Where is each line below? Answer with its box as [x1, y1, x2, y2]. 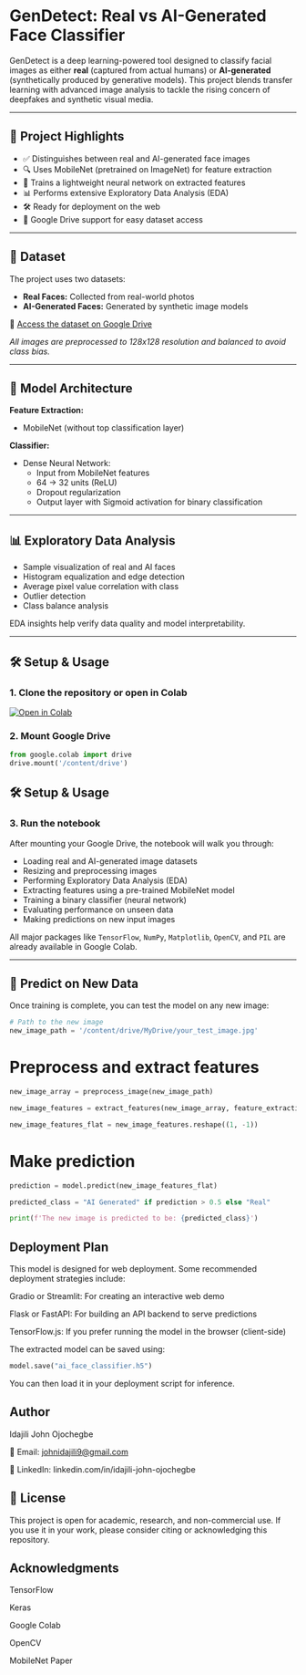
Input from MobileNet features [36, 467, 150, 479]
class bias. [9, 346, 50, 357]
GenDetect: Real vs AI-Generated [9, 5, 267, 26]
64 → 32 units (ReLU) [36, 477, 117, 488]
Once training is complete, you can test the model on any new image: [9, 1000, 270, 1011]
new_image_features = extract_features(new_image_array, [9, 1103, 230, 1113]
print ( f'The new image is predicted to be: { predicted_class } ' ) [9, 1214, 259, 1223]
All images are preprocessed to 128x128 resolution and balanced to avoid [9, 336, 287, 347]
